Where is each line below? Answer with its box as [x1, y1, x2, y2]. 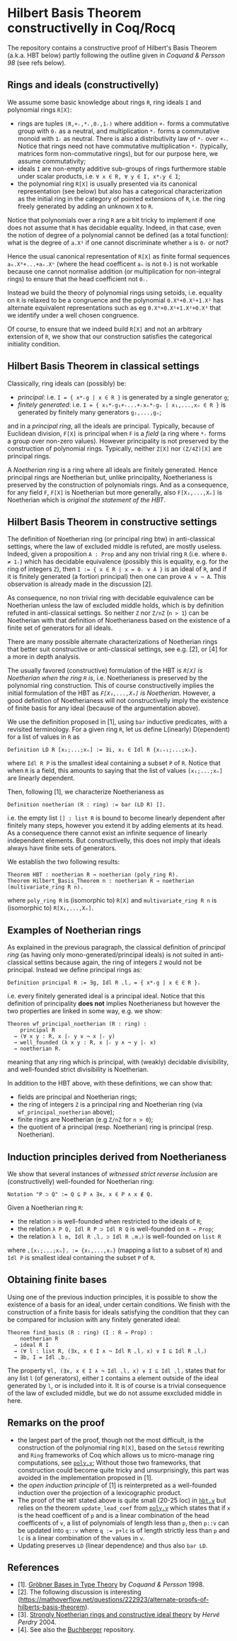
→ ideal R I [13, 1341, 50, 1348]
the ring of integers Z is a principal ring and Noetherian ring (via [17, 1100, 203, 1109]
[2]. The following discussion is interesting [17, 1588, 141, 1596]
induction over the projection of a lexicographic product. [17, 1488, 183, 1496]
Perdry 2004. [17, 1618, 57, 1627]
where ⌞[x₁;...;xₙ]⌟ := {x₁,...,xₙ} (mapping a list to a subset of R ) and [7, 1246, 223, 1254]
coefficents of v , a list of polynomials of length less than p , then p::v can [17, 1518, 229, 1527]
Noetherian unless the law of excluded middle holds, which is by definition [7, 601, 224, 610]
